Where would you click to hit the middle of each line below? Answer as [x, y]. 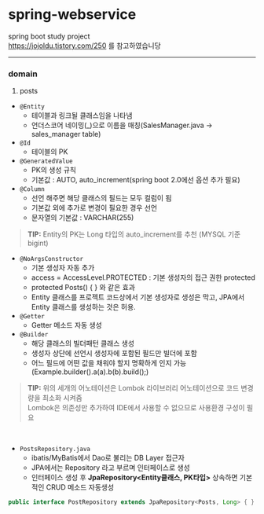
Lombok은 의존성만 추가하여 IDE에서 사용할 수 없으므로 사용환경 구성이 [136, 408]
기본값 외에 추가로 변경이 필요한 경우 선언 [94, 208]
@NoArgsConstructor [51, 259]
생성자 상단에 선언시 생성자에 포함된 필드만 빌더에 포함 [114, 353]
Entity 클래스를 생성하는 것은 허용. [83, 307]
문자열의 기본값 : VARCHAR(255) [82, 218]
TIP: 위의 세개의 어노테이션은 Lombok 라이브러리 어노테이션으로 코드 [133, 388]
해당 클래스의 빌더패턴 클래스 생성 [83, 343]
